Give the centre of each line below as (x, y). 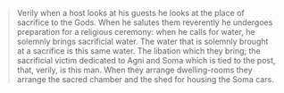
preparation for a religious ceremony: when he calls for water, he (136, 32)
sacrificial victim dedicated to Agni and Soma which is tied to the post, (146, 60)
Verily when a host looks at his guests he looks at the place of (130, 13)
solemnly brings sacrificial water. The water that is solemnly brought (142, 41)
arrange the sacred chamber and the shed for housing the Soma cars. (145, 79)
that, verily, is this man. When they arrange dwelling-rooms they (134, 70)
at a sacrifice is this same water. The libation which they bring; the (138, 51)
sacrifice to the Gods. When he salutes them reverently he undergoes (145, 22)
